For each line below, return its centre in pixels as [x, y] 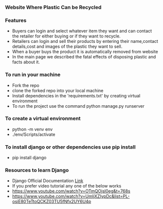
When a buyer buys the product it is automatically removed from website [85, 52]
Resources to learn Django [37, 171]
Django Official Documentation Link [48, 181]
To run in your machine [33, 75]
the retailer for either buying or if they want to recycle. [66, 36]
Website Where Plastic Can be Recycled [53, 7]
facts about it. [26, 62]
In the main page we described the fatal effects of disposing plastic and [84, 57]
